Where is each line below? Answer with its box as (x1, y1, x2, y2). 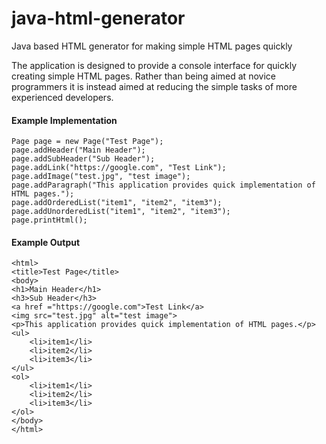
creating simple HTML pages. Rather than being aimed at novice (11, 70, 276, 82)
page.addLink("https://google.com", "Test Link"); (11, 163, 227, 173)
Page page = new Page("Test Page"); (11, 137, 164, 147)
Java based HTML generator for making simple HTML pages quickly (11, 40, 293, 52)
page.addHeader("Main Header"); (11, 145, 146, 156)
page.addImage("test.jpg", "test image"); (11, 172, 191, 182)
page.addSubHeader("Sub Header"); (11, 154, 156, 164)
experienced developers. (11, 91, 114, 103)
